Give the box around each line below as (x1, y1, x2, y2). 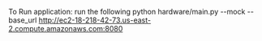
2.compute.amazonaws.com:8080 (8, 24, 123, 33)
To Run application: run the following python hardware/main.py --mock (8, 7, 246, 16)
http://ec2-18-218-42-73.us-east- (38, 15, 152, 25)
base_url (8, 15, 37, 25)
